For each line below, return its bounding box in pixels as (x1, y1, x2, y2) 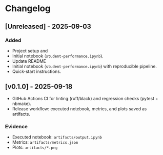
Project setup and (12, 48, 48, 53)
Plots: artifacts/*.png (12, 144, 58, 150)
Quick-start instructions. (12, 69, 61, 74)
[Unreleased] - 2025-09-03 (5, 22, 91, 31)
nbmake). (12, 101, 32, 106)
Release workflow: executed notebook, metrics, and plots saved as (12, 105, 147, 112)
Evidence (5, 123, 28, 130)
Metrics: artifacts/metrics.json (12, 139, 78, 145)
